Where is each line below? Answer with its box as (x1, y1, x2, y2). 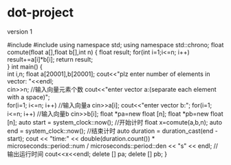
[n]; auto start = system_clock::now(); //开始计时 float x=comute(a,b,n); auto (7, 118, 222, 126)
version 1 (7, 27, 33, 36)
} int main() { (7, 62, 43, 71)
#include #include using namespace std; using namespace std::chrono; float (7, 40, 224, 49)
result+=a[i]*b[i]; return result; (7, 55, 93, 63)
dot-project (7, 5, 74, 21)
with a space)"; (7, 92, 50, 101)
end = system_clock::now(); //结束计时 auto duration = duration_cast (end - (7, 127, 218, 135)
